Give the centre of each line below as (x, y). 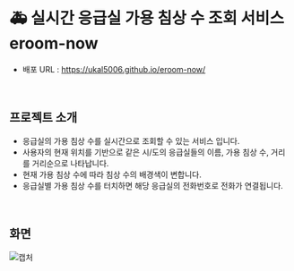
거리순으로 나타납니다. (70, 163)
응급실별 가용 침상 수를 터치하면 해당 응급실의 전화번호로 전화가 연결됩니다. (153, 185)
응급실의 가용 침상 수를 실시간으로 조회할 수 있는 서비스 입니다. (131, 140)
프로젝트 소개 (43, 118)
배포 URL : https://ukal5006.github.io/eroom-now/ (114, 69)
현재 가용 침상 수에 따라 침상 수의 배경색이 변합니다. (112, 174)
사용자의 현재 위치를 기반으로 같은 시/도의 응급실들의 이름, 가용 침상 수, (145, 152)
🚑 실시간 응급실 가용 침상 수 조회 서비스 (147, 18)
